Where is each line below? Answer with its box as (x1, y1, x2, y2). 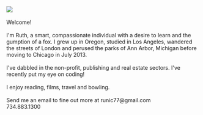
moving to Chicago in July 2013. (6, 51, 87, 58)
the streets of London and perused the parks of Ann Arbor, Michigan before (6, 45, 197, 51)
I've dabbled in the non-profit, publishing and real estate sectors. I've (6, 64, 180, 71)
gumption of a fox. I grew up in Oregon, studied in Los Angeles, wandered (6, 38, 193, 45)
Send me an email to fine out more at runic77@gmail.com (6, 97, 151, 103)
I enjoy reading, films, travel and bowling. (6, 84, 110, 91)
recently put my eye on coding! (6, 70, 85, 78)
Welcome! (6, 18, 32, 26)
